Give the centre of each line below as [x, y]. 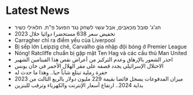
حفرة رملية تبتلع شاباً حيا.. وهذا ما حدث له [61, 72]
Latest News [38, 11]
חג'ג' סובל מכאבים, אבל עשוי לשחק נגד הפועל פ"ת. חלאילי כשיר [87, 27]
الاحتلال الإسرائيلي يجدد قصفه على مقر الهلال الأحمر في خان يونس [89, 66]
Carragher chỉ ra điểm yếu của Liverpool [65, 40]
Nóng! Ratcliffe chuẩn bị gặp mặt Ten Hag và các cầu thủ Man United [101, 53]
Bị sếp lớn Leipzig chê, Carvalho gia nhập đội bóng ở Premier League [100, 47]
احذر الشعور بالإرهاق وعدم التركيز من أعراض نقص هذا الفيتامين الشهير [93, 59]
